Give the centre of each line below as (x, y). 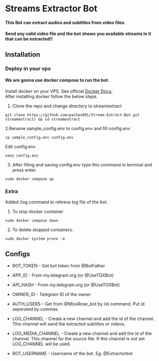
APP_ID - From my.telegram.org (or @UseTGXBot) (63, 275)
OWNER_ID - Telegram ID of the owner (51, 294)
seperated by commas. (35, 309)
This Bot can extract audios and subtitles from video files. (65, 22)
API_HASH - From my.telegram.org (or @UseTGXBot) (66, 285)
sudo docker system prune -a (35, 239)
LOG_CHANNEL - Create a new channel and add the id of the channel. (83, 319)
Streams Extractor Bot (51, 9)
